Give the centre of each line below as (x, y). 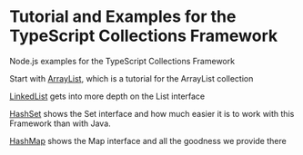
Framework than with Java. (60, 123)
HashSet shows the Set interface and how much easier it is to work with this (152, 113)
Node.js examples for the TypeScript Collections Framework (122, 61)
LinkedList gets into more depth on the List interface (107, 96)
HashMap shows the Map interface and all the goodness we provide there (148, 140)
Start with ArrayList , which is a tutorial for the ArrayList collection (131, 78)
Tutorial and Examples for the (123, 17)
